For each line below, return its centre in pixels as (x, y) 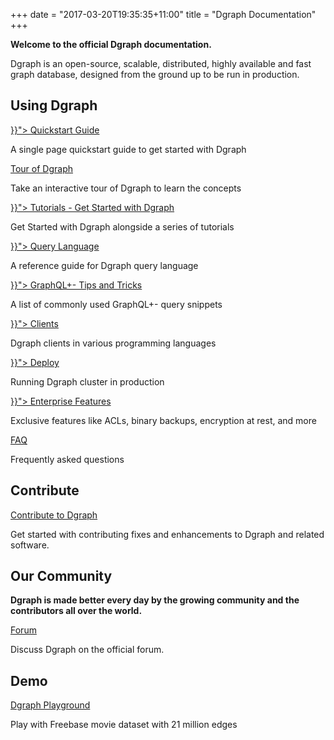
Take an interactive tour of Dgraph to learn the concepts (126, 188)
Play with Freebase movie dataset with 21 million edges (124, 725)
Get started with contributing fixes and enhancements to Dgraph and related (167, 534)
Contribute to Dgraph (54, 515)
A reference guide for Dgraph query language (104, 265)
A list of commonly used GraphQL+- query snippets (116, 304)
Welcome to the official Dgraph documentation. (111, 44)
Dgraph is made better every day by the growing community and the (155, 600)
